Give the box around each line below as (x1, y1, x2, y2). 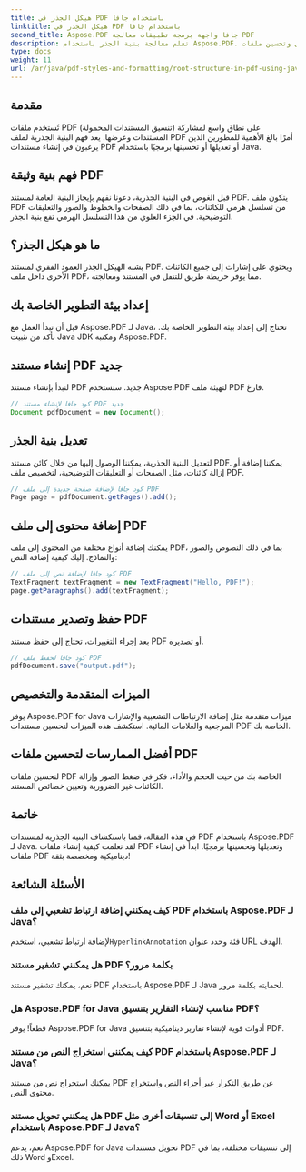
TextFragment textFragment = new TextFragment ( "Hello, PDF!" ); (10, 577, 255, 586)
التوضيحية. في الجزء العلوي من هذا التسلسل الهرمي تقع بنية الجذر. (10, 211, 233, 222)
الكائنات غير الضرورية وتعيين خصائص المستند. (10, 780, 163, 791)
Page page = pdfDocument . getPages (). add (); (10, 493, 178, 502)
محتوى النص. (10, 1087, 54, 1098)
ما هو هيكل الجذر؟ (10, 237, 101, 253)
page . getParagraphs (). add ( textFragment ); (10, 586, 170, 596)
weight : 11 (10, 55, 52, 65)
